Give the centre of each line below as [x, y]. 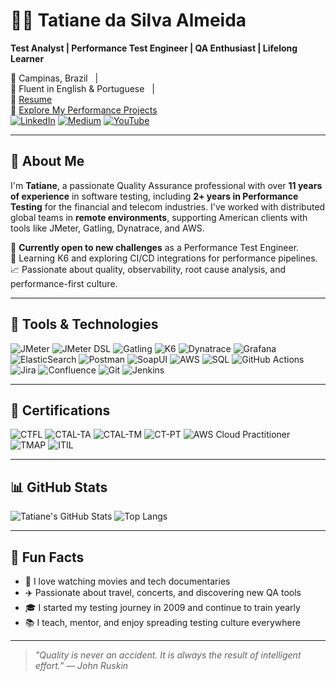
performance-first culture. [64, 283]
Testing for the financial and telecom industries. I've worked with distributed [168, 206]
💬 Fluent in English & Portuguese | [82, 88]
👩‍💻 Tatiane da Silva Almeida [128, 20]
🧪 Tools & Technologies [84, 324]
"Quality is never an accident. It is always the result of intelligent [168, 655]
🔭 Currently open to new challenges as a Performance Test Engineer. [155, 247]
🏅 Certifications [60, 410]
